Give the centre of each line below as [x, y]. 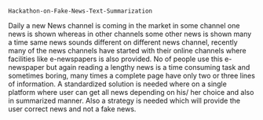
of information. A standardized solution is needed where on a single [118, 84]
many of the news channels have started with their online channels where [127, 51]
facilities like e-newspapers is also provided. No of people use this [116, 59]
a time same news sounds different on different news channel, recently [123, 42]
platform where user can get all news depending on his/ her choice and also [131, 92]
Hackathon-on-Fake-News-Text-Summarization [80, 11]
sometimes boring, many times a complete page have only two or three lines [131, 76]
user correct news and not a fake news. [72, 109]
